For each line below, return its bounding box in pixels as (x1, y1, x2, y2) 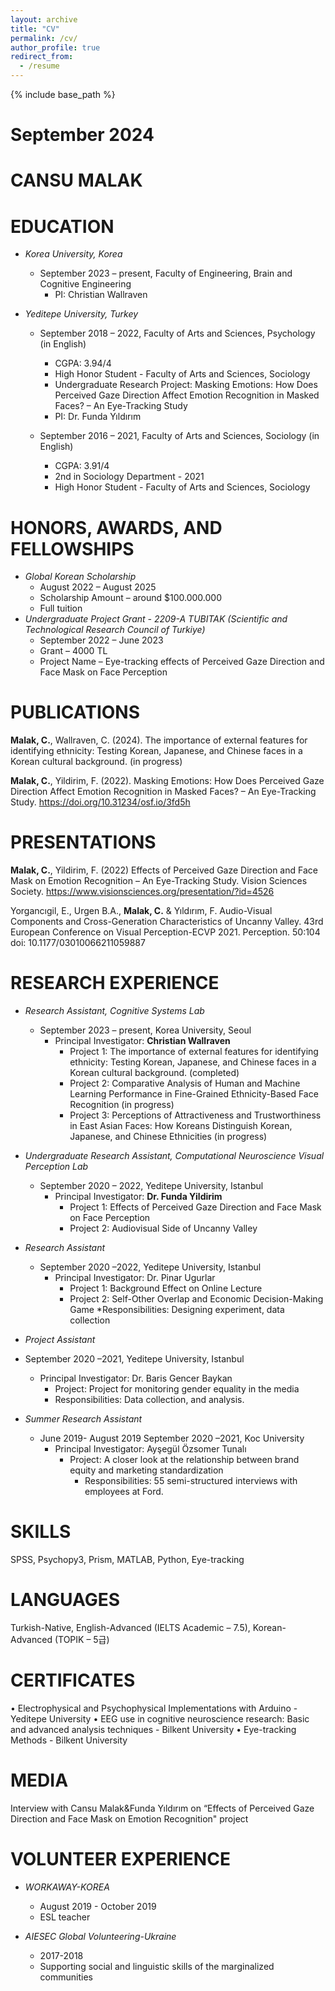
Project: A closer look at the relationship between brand (69, 1454, 300, 1466)
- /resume (19, 61, 60, 71)
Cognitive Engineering (39, 278, 132, 290)
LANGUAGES (10, 1589, 121, 1611)
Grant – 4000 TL (39, 645, 108, 657)
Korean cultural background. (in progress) (10, 756, 183, 768)
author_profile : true (10, 42, 101, 53)
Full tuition (39, 602, 83, 615)
